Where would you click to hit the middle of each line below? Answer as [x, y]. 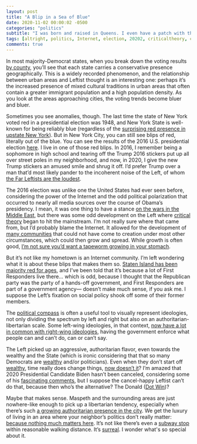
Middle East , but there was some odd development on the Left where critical [98, 215]
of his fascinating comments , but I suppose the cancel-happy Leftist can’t [95, 380]
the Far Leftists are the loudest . [44, 178]
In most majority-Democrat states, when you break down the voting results [96, 61]
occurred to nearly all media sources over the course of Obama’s [84, 202]
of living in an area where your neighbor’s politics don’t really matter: [89, 417]
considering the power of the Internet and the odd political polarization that [97, 196]
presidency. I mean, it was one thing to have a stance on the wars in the [93, 209]
